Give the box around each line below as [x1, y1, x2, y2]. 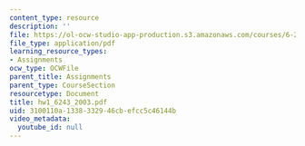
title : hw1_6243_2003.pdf [9, 97, 107, 107]
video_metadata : [9, 114, 71, 123]
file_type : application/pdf [9, 38, 116, 48]
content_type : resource [9, 13, 100, 23]
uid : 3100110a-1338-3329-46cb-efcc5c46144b [9, 106, 177, 115]
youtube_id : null [17, 123, 84, 132]
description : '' [9, 22, 71, 31]
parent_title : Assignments [9, 73, 112, 82]
